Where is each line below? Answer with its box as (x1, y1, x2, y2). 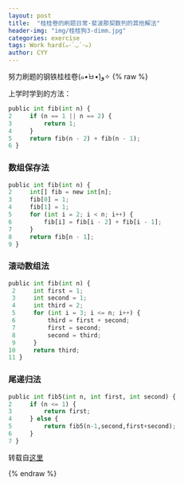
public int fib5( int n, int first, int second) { (8, 392, 177, 400)
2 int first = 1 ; (11, 287, 84, 295)
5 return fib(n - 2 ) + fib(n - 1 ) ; (8, 134, 141, 142)
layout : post (8, 11, 52, 20)
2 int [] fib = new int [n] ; (8, 189, 112, 197)
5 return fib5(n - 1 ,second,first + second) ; (8, 423, 177, 431)
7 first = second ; (11, 324, 102, 332)
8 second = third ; (11, 331, 102, 340)
